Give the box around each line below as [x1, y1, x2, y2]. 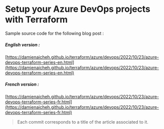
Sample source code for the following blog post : [5, 30, 104, 36]
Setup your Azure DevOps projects [5, 3, 151, 15]
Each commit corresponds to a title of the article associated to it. [17, 119, 149, 125]
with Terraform [5, 14, 68, 25]
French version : [5, 81, 39, 87]
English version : [5, 42, 40, 47]
